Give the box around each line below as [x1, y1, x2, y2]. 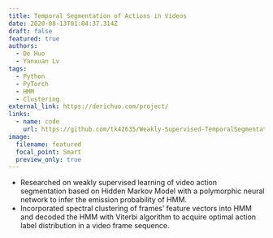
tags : [8, 65, 27, 73]
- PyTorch [15, 80, 49, 88]
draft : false [8, 27, 53, 35]
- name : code [15, 118, 60, 126]
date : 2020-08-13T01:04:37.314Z [8, 19, 118, 28]
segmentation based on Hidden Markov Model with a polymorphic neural [19, 186, 265, 196]
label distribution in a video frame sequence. [19, 221, 170, 231]
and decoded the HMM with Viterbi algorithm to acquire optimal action [19, 212, 257, 222]
